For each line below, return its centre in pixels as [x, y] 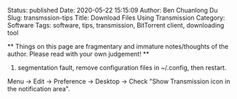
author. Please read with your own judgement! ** [79, 54]
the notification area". [39, 89]
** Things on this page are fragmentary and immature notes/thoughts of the [118, 46]
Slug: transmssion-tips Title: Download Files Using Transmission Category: [116, 18]
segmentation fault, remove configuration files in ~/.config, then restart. [122, 68]
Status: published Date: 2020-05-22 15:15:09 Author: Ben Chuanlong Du [112, 10]
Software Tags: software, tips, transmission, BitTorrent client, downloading [116, 25]
